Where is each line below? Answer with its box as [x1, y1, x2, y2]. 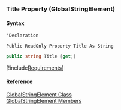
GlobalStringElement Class [6, 91, 72, 98]
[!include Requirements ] [6, 64, 64, 71]
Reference [6, 78, 33, 85]
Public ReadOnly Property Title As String [6, 43, 114, 49]
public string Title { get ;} [6, 54, 77, 59]
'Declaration [6, 33, 39, 39]
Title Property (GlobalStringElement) [6, 5, 116, 13]
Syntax [6, 20, 25, 27]
